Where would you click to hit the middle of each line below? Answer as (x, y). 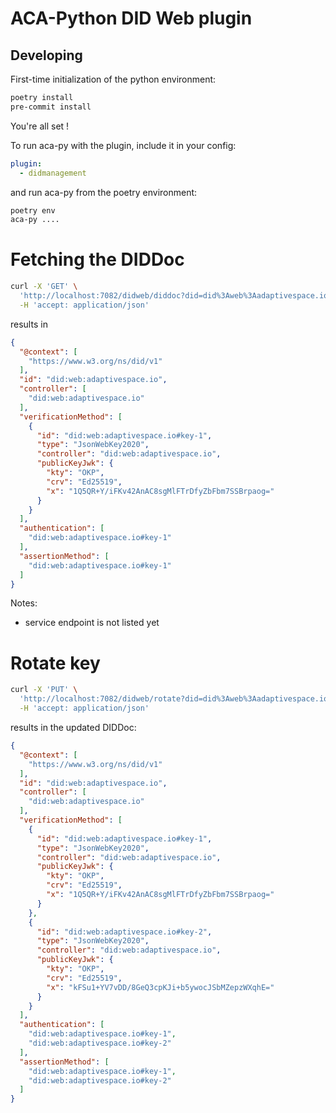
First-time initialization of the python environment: (113, 79)
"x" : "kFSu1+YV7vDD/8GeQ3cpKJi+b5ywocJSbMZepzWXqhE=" (160, 987)
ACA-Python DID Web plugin (131, 18)
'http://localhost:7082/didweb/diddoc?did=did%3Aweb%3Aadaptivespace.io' (176, 296)
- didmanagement (53, 173)
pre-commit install (51, 107)
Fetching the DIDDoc (97, 259)
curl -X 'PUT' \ (44, 690)
